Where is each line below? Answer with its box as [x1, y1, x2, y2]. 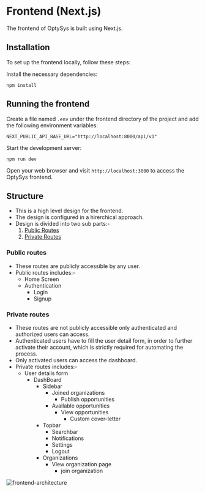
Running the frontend [6, 99, 90, 110]
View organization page [51, 460, 112, 468]
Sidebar [42, 382, 63, 390]
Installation [6, 42, 50, 53]
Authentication [24, 281, 62, 289]
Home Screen [24, 275, 59, 283]
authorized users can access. [15, 330, 90, 338]
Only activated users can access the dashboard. [15, 356, 138, 363]
